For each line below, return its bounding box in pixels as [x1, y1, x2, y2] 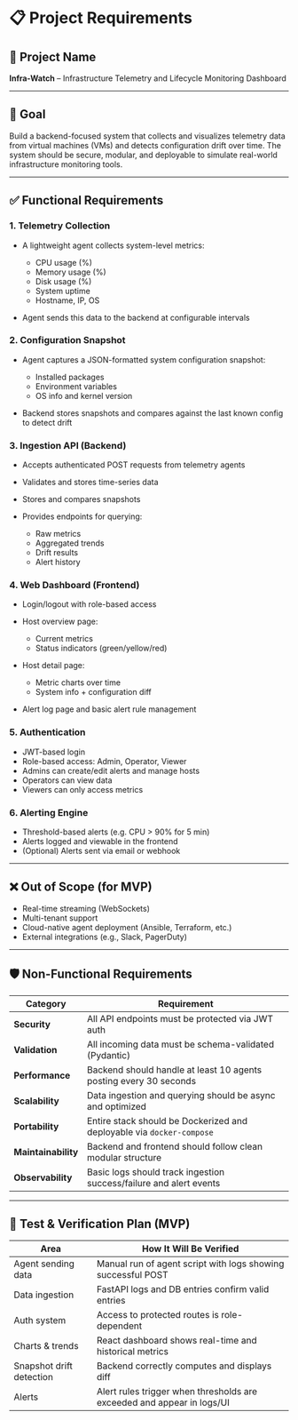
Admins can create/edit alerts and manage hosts [21, 765, 200, 776]
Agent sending [13, 1257, 75, 1270]
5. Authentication [9, 726, 86, 738]
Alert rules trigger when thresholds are [96, 1385, 258, 1398]
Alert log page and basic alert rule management [21, 704, 197, 714]
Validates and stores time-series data [21, 477, 159, 488]
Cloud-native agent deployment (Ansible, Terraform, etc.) [21, 921, 232, 932]
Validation [13, 1043, 58, 1056]
